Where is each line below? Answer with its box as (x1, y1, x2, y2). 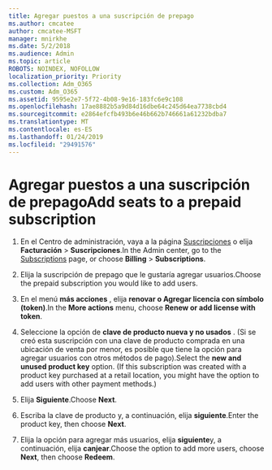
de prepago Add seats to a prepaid (8, 193, 242, 211)
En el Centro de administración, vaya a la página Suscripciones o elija (19, 237, 253, 246)
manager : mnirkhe (8, 34, 67, 43)
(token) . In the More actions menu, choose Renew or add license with (19, 302, 256, 313)
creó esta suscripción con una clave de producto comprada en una (19, 336, 245, 346)
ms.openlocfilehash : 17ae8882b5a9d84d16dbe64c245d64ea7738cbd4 (8, 102, 227, 111)
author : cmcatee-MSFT (8, 27, 82, 35)
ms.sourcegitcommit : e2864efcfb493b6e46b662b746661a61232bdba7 (8, 111, 227, 119)
